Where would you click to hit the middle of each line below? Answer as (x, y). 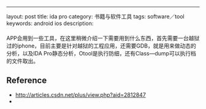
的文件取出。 (22, 61)
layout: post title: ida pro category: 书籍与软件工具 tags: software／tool (96, 16)
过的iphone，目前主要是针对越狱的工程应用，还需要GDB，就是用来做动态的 (101, 46)
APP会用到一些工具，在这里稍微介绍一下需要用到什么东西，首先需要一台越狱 (103, 38)
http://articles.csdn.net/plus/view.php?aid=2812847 (80, 95)
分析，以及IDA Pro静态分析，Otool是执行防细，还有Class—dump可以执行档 (101, 53)
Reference (27, 80)
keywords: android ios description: (50, 23)
